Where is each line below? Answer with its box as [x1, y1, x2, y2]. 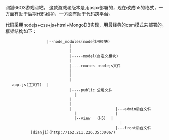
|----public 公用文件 [69, 88, 113, 93]
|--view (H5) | [74, 115, 114, 121]
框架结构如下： [5, 28, 37, 34]
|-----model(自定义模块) [69, 54, 119, 59]
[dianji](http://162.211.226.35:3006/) [30, 130, 116, 135]
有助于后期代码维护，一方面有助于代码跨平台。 [14, 11, 113, 17]
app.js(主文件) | [12, 82, 49, 87]
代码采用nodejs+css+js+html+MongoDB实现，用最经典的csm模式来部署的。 [5, 22, 166, 28]
